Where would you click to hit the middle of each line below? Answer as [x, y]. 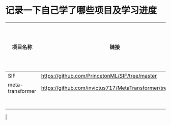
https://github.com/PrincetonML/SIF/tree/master [99, 76]
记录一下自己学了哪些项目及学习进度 [81, 10]
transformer [22, 91]
